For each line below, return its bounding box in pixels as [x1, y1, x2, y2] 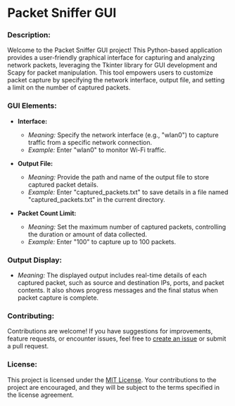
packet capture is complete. [17, 293, 99, 302]
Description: [7, 30, 51, 40]
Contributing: [7, 311, 55, 321]
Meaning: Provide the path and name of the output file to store [27, 172, 210, 181]
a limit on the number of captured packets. [7, 83, 131, 92]
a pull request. [7, 342, 49, 350]
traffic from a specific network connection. [27, 138, 153, 146]
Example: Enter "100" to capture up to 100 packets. [27, 237, 177, 246]
